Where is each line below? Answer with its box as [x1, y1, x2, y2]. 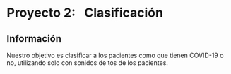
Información [6, 33, 61, 45]
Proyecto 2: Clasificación [6, 5, 164, 21]
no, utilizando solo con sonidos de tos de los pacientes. [6, 59, 169, 67]
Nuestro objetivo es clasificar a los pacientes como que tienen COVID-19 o [6, 51, 224, 59]
